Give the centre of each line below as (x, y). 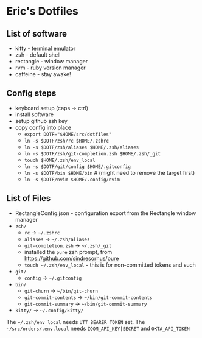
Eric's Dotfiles (43, 11)
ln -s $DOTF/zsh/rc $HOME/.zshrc (67, 141)
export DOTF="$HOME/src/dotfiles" (68, 134)
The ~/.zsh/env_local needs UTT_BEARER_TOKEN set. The (76, 322)
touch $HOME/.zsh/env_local (60, 160)
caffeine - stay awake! (43, 74)
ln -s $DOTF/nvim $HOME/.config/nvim (72, 180)
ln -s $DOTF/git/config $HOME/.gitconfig (77, 167)
